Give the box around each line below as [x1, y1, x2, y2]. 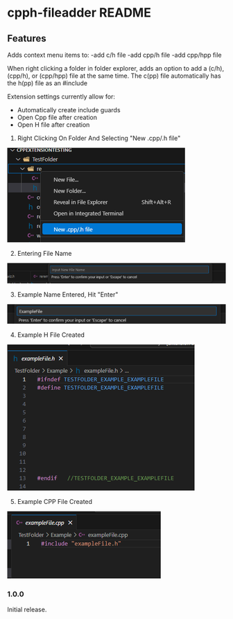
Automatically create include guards [17, 106, 121, 114]
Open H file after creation [17, 121, 90, 129]
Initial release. [7, 605, 47, 613]
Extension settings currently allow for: [7, 92, 116, 101]
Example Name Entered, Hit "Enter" [17, 290, 119, 299]
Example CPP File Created [17, 498, 92, 506]
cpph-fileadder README [7, 5, 151, 21]
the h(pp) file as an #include [7, 79, 88, 87]
